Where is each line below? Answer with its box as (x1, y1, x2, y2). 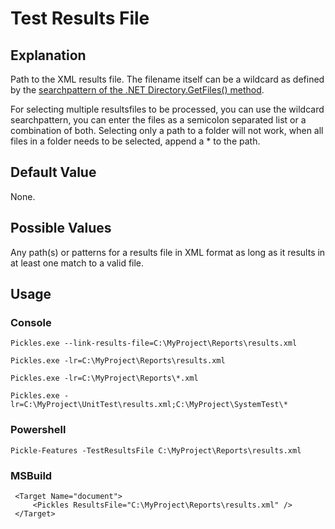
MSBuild (10, 468, 53, 482)
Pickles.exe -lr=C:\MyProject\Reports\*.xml (10, 373, 199, 384)
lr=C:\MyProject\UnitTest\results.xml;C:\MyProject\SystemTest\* (10, 400, 288, 410)
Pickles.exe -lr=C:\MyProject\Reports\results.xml (10, 356, 226, 366)
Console (10, 315, 52, 329)
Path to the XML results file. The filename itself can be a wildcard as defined (10, 73, 325, 85)
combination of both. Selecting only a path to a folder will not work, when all (10, 125, 324, 136)
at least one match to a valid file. (10, 257, 145, 269)
